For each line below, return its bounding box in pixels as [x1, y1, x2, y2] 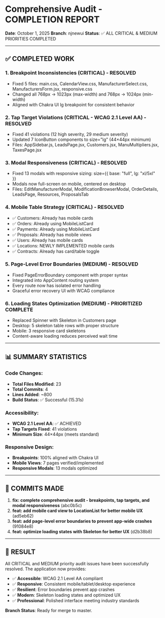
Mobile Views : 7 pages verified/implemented [12, 460, 104, 466]
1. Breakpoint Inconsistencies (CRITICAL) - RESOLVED [5, 69, 137, 76]
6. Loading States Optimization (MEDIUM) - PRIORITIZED [5, 300, 142, 307]
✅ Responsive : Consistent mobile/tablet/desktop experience [12, 581, 136, 587]
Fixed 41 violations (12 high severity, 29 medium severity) [12, 131, 129, 137]
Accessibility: [5, 409, 39, 416]
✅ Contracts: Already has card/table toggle [12, 248, 100, 254]
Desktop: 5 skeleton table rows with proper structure [12, 323, 119, 329]
